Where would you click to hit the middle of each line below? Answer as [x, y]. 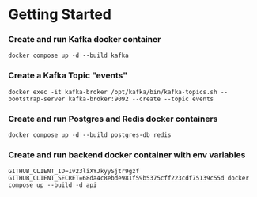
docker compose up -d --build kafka [68, 56]
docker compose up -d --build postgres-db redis [90, 135]
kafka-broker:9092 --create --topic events [141, 99]
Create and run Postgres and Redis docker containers [113, 119]
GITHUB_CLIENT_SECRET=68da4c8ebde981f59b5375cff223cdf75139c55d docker [128, 178]
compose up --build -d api [53, 185]
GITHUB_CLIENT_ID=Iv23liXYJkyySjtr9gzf [74, 172]
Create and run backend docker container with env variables [127, 155]
